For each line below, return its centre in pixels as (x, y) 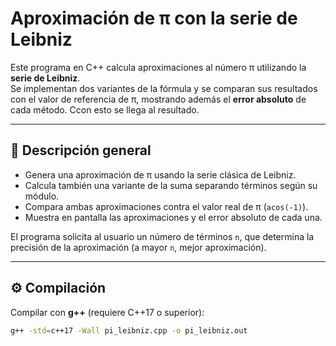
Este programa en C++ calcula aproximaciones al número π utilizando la (158, 67)
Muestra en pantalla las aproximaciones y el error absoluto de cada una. (173, 217)
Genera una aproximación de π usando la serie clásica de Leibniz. (160, 174)
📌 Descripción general (81, 150)
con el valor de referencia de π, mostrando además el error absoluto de (158, 99)
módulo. (42, 196)
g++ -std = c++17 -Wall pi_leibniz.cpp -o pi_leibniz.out (129, 330)
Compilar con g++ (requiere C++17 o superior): (107, 312)
